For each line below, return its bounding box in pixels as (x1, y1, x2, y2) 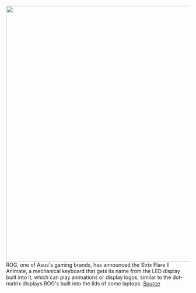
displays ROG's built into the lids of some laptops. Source (22, 280, 160, 287)
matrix (6, 280, 22, 287)
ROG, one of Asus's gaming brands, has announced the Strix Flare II (6, 261, 170, 268)
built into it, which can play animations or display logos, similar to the (6, 274, 171, 281)
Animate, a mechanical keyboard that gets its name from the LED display (6, 268, 181, 274)
